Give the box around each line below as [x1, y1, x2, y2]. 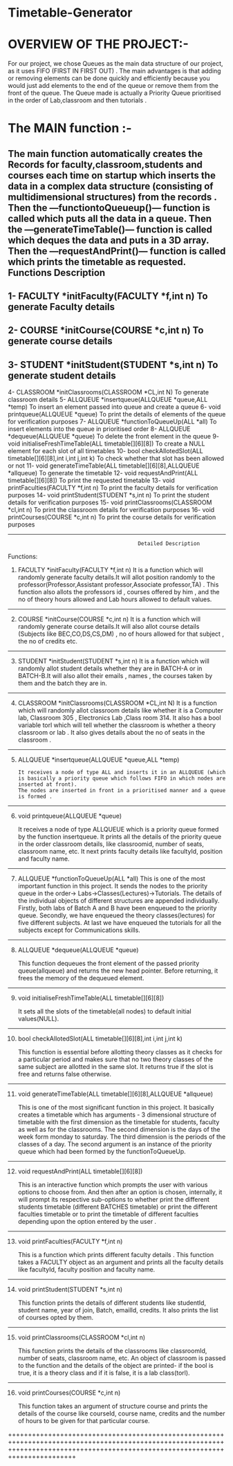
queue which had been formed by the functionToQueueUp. [17, 1147, 186, 1156]
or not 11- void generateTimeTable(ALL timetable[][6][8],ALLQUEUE [8, 461, 200, 470]
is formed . [17, 794, 53, 800]
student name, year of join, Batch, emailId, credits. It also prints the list [17, 1306, 218, 1314]
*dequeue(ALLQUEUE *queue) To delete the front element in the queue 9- [8, 432, 220, 441]
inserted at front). [17, 781, 77, 788]
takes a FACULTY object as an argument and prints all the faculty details [17, 1258, 224, 1267]
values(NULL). [17, 1015, 59, 1023]
